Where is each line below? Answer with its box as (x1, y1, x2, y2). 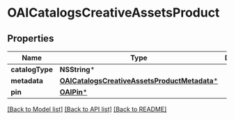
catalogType (10, 65, 54, 74)
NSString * (59, 65, 95, 74)
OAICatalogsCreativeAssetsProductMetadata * (59, 76, 218, 85)
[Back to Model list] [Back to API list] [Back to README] (7, 105, 167, 113)
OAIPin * (59, 87, 88, 96)
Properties (7, 33, 54, 44)
